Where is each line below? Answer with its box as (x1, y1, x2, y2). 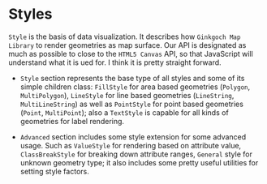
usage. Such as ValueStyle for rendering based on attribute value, (19, 140, 242, 150)
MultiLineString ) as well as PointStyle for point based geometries (19, 99, 243, 109)
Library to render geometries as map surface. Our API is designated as (8, 40, 247, 49)
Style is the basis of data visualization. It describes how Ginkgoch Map (8, 32, 241, 41)
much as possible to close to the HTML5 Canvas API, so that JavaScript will (8, 49, 253, 58)
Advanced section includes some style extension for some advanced (19, 131, 247, 142)
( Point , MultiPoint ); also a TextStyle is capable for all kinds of (19, 107, 229, 118)
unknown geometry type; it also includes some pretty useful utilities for (19, 157, 259, 167)
